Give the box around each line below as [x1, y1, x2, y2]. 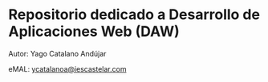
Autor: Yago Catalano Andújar [8, 49, 107, 58]
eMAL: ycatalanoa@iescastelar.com [8, 64, 127, 73]
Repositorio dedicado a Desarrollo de [8, 6, 261, 24]
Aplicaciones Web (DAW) [8, 22, 181, 41]
